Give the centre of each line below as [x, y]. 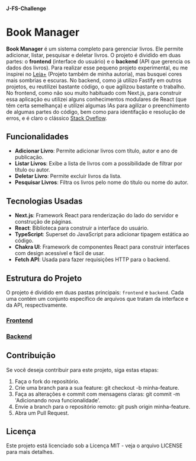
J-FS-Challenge [26, 8]
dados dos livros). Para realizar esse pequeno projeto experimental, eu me [97, 68]
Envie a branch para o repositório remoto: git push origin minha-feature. [102, 406]
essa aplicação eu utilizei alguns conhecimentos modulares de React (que [97, 99]
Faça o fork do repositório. [47, 381]
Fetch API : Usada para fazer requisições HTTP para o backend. [92, 260]
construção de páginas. [44, 222]
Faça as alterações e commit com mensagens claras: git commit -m [97, 394]
